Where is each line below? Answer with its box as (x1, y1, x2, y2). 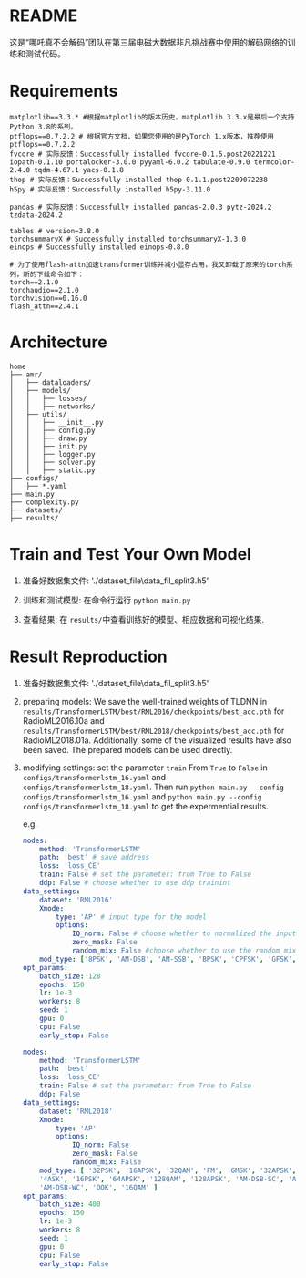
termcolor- (253, 157, 296, 167)
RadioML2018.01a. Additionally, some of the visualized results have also (22, 735, 292, 746)
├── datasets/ (9, 505, 64, 515)
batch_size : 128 (39, 972, 101, 981)
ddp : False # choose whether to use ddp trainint (39, 879, 231, 888)
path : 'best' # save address (39, 853, 150, 862)
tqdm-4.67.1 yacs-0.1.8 (33, 165, 125, 174)
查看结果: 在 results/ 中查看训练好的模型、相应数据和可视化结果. (22, 613, 265, 624)
